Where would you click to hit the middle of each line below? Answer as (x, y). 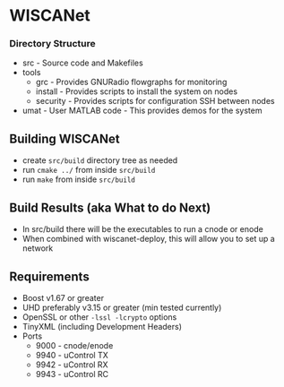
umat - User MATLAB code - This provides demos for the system (142, 111)
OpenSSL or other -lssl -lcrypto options (99, 317)
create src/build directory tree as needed (100, 160)
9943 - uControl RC (72, 374)
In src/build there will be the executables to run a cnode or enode (143, 229)
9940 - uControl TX (72, 355)
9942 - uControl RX (72, 365)
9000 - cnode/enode (74, 345)
